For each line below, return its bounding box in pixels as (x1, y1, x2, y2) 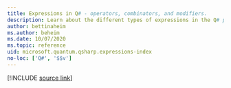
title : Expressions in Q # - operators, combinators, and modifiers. (7, 10, 208, 17)
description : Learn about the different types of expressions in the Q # (7, 16, 220, 23)
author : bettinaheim (7, 23, 67, 30)
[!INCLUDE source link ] (7, 74, 73, 82)
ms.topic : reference (7, 42, 67, 49)
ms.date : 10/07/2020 (7, 36, 67, 43)
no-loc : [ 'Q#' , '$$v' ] (7, 55, 72, 62)
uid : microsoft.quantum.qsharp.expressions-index (7, 49, 153, 56)
